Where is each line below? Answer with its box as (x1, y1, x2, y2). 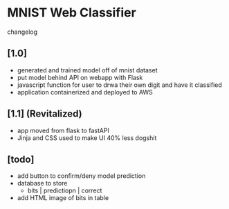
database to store (17, 179, 68, 188)
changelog (7, 28, 38, 36)
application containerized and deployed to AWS (17, 88, 154, 96)
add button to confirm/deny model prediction (17, 172, 146, 180)
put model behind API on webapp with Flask (17, 73, 143, 81)
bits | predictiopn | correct (27, 186, 102, 195)
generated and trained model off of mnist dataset (17, 66, 158, 74)
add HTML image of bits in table (17, 194, 109, 202)
